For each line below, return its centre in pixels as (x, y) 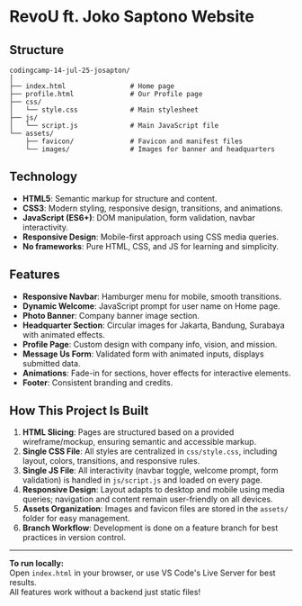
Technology (44, 177)
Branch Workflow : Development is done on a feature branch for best (150, 528)
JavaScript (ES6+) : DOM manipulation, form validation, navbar (139, 217)
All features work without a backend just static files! (105, 592)
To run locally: (37, 564)
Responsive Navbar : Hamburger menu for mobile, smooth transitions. (152, 296)
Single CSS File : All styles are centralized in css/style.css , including (150, 451)
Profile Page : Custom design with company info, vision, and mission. (150, 344)
